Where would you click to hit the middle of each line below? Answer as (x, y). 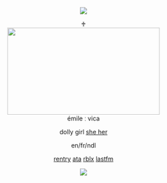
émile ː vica (83, 118)
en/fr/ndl (83, 145)
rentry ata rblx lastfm (83, 159)
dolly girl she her (83, 132)
